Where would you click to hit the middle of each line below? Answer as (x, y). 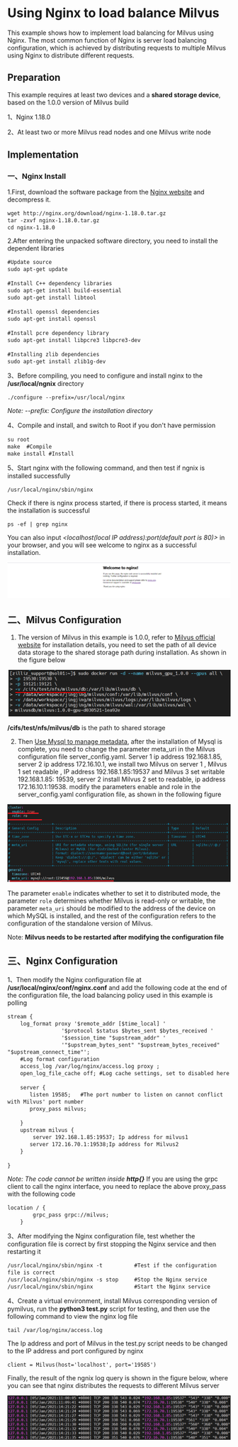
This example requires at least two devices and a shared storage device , (114, 94)
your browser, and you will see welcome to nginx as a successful (102, 545)
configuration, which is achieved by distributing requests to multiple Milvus (117, 48)
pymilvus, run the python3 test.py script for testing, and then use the (109, 1309)
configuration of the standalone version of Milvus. (80, 923)
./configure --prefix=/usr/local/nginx (66, 398)
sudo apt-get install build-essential (64, 291)
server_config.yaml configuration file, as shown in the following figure (119, 794)
